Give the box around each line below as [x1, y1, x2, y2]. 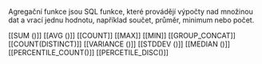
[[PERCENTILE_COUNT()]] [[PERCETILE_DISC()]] [8, 48, 169, 57]
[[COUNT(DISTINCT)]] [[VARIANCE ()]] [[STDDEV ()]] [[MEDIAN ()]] [8, 39, 230, 49]
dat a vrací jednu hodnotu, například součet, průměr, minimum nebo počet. [8, 15, 255, 25]
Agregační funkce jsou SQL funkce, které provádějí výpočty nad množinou [8, 7, 253, 16]
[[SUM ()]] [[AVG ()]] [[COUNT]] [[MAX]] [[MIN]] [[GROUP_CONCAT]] [8, 31, 236, 40]
